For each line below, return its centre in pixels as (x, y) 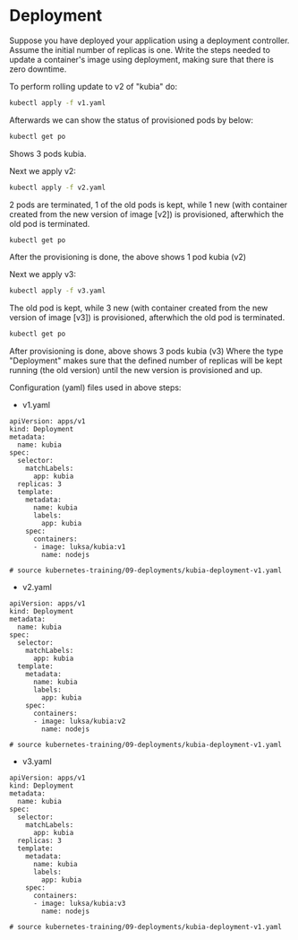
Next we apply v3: (43, 274)
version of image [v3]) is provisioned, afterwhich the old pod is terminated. (147, 318)
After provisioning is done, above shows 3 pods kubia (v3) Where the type (146, 352)
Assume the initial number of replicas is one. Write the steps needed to (140, 49)
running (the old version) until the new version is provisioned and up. (136, 370)
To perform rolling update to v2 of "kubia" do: (93, 86)
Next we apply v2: (43, 170)
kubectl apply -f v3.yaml (57, 291)
